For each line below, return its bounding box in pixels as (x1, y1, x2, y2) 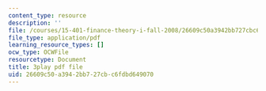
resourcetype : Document (8, 56, 87, 64)
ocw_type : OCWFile (8, 48, 69, 56)
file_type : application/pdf (8, 33, 101, 42)
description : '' (8, 19, 62, 27)
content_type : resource (8, 11, 87, 20)
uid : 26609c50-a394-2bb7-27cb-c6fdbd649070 (8, 70, 154, 78)
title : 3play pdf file (8, 63, 83, 71)
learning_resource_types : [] (8, 41, 104, 49)
